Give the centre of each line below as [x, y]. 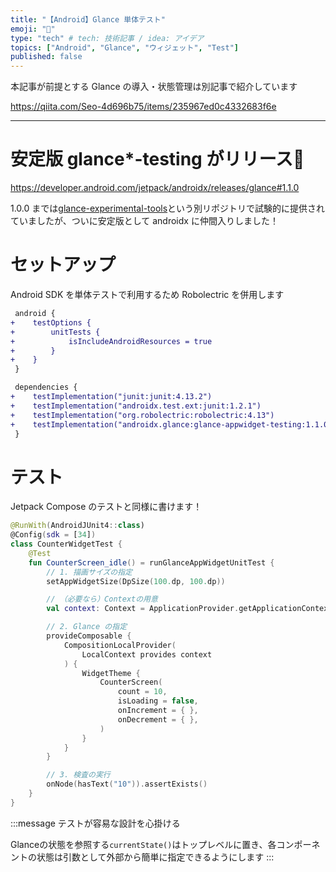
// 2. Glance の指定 [87, 627]
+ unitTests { [55, 332]
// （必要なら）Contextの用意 [102, 599]
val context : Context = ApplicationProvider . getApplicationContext [189, 609]
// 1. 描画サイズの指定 [89, 572]
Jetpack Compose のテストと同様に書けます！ [106, 507]
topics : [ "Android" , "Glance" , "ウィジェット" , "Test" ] [125, 47]
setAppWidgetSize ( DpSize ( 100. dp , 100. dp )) [136, 581]
